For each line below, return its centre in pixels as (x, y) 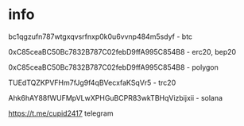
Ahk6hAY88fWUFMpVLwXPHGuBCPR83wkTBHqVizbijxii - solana (116, 97)
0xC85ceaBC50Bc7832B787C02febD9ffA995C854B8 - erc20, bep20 (122, 52)
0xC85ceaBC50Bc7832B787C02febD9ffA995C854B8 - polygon (113, 67)
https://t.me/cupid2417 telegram (61, 113)
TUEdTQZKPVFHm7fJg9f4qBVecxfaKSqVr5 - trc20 (92, 82)
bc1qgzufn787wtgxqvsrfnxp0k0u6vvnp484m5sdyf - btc (101, 36)
